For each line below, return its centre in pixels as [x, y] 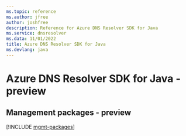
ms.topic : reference [31, 11]
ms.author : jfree [27, 17]
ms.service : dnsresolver [36, 33]
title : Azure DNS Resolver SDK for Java [56, 45]
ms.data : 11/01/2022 [31, 39]
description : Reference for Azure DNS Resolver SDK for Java [82, 28]
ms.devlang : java [27, 50]
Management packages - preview [69, 113]
